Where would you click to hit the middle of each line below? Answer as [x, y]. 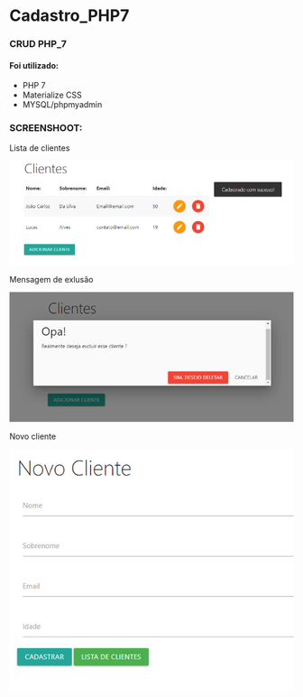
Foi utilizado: [34, 65]
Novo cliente [33, 436]
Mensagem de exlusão [51, 280]
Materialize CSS [52, 95]
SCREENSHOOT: [46, 128]
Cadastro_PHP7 [69, 16]
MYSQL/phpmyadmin [62, 105]
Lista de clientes [40, 148]
